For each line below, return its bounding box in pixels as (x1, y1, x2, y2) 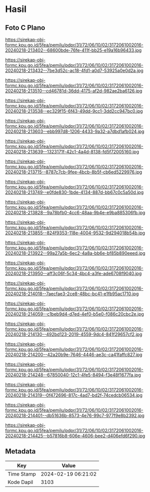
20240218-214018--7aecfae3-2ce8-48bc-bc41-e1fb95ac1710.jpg (5, 291, 139, 297)
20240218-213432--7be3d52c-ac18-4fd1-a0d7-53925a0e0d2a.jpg (5, 67, 144, 73)
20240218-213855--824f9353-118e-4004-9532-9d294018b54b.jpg (5, 230, 146, 236)
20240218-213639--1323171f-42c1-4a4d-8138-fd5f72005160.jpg (5, 149, 140, 154)
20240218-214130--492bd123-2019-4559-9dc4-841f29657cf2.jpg (5, 331, 143, 337)
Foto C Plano (5, 23, 45, 32)
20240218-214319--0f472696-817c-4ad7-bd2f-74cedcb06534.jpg (5, 392, 143, 398)
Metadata (5, 447, 36, 456)
